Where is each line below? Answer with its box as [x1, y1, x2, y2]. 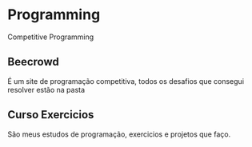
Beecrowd [7, 55, 59, 69]
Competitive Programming [7, 32, 94, 42]
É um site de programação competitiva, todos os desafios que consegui [7, 76, 245, 85]
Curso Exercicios [7, 108, 94, 121]
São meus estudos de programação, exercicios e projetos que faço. [7, 129, 231, 139]
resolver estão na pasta [7, 85, 86, 94]
